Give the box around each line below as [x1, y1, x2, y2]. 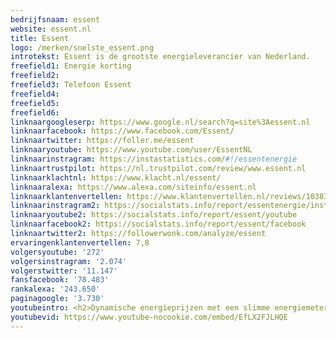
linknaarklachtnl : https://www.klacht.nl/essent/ [10, 172, 222, 183]
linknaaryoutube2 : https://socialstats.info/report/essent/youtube [10, 210, 298, 220]
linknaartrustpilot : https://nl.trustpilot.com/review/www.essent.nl [10, 163, 307, 173]
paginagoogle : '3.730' [10, 294, 105, 304]
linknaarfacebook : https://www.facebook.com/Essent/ [10, 126, 235, 136]
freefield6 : [10, 107, 60, 118]
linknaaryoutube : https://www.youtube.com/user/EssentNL [10, 145, 253, 155]
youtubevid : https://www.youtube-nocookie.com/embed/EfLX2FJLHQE [10, 312, 288, 322]
